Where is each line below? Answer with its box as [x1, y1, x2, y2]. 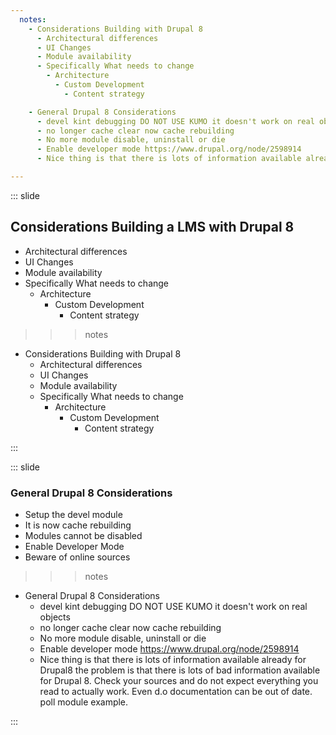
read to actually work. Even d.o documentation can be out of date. [39, 685, 313, 697]
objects [39, 611, 71, 623]
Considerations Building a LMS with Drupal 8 [10, 219, 295, 236]
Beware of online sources [24, 551, 131, 563]
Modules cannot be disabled [24, 529, 143, 541]
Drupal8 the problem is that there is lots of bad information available [39, 664, 321, 676]
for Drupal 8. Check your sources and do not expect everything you [39, 674, 319, 686]
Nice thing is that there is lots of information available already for [39, 653, 307, 665]
